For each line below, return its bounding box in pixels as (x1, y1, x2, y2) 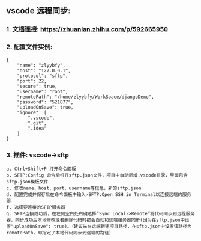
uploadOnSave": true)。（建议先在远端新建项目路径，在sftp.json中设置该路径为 (13, 223, 192, 230)
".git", (28, 120, 47, 126)
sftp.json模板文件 (6, 178, 49, 185)
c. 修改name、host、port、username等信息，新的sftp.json (6, 185, 142, 191)
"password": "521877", (17, 99, 74, 105)
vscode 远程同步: (6, 5, 71, 16)
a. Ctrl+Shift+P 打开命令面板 (6, 166, 76, 172)
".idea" (28, 125, 47, 131)
